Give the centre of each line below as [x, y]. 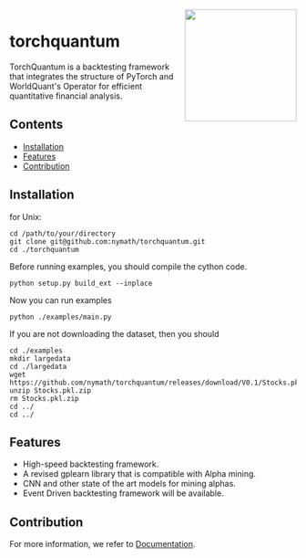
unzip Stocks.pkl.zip [51, 390]
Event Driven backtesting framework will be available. [123, 493]
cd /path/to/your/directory [63, 233]
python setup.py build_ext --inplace [81, 283]
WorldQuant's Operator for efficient [76, 86]
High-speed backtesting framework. [91, 464]
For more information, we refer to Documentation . [102, 544]
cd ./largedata [38, 366]
